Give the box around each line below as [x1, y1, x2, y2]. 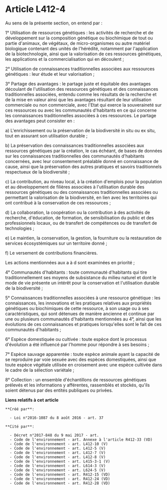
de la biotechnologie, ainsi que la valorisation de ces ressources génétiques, [5, 51, 163, 57]
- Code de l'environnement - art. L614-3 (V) [9, 463, 106, 468]
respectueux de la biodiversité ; [5, 168, 70, 175]
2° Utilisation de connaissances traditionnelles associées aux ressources [5, 66, 155, 72]
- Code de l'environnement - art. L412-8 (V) [9, 455, 106, 460]
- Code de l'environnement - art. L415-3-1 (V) [9, 459, 111, 464]
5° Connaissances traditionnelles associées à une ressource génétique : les [5, 295, 161, 301]
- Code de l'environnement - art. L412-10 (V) [9, 441, 108, 447]
